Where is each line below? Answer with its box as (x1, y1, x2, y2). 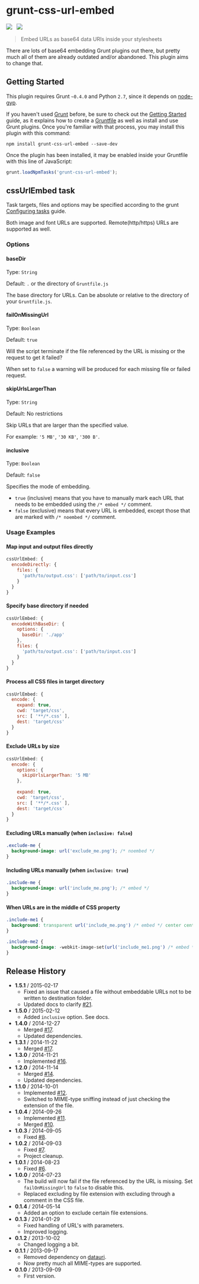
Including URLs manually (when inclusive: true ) (6, 866, 129, 874)
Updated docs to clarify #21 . (23, 1001, 93, 1008)
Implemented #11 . (23, 1115, 66, 1122)
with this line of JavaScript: (6, 158, 73, 165)
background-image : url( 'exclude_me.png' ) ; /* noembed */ (11, 848, 155, 854)
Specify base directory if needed (6, 602, 89, 609)
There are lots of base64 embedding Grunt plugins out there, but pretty (6, 47, 181, 54)
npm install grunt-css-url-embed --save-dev (6, 141, 118, 147)
